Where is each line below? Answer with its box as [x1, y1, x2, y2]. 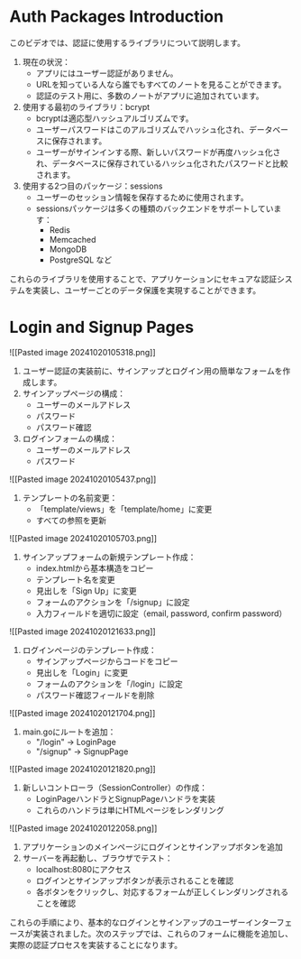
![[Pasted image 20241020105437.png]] [9, 474, 157, 484]
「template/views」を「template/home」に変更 [35, 503, 213, 514]
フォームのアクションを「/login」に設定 [35, 678, 183, 689]
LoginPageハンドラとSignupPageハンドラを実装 [35, 793, 216, 804]
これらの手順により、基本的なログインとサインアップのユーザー [9, 917, 246, 927]
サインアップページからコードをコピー [35, 656, 178, 667]
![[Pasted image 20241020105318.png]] [9, 346, 156, 357]
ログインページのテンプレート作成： [22, 644, 158, 655]
